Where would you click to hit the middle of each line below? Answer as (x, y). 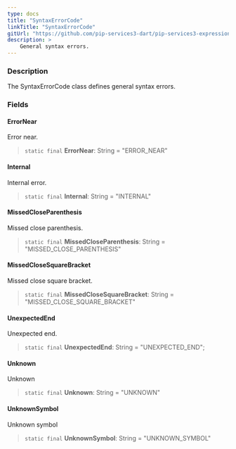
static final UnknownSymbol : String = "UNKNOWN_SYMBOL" (118, 438)
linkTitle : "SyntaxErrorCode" (52, 27)
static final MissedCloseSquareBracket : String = (99, 295)
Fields (18, 105)
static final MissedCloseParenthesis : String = (95, 241)
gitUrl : (19, 33)
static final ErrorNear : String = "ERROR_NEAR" (96, 151)
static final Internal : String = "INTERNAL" (88, 196)
